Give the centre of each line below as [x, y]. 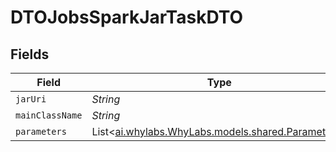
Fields [30, 54]
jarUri [31, 99]
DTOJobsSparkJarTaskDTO [127, 17]
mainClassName [49, 115]
